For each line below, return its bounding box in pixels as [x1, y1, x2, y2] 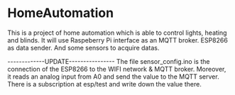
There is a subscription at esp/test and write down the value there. [7, 79, 202, 88]
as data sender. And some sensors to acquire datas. [7, 43, 160, 52]
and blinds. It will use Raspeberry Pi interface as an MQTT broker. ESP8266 [7, 35, 229, 44]
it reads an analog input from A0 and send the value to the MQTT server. [7, 72, 219, 81]
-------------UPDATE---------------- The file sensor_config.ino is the [7, 57, 210, 65]
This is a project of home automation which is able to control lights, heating [7, 28, 227, 37]
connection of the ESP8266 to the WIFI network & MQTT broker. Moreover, [7, 65, 226, 73]
